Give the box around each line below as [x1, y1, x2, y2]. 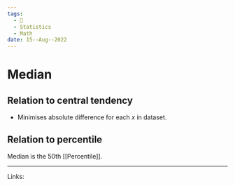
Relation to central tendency [7, 94, 133, 106]
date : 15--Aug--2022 [7, 36, 68, 44]
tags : [7, 10, 23, 18]
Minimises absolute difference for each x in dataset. [17, 113, 167, 121]
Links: [7, 172, 24, 180]
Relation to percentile [7, 133, 103, 145]
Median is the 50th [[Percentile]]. [7, 152, 103, 160]
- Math [13, 29, 33, 37]
